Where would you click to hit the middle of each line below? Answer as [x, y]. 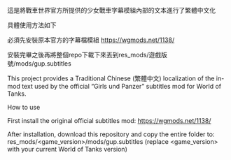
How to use [24, 107]
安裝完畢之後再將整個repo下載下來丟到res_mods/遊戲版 [87, 55]
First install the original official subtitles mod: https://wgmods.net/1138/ [109, 121]
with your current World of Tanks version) [67, 149]
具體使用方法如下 [32, 25]
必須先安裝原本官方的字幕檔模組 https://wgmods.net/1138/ [91, 40]
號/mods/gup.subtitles [39, 64]
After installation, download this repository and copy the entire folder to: [111, 134]
